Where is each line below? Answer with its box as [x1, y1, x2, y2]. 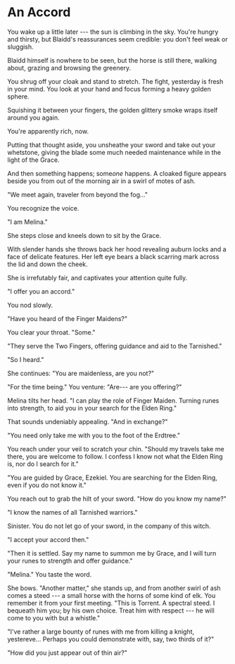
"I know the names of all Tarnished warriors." [7, 508, 139, 516]
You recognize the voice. [7, 203, 80, 212]
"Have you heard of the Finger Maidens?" [7, 314, 128, 322]
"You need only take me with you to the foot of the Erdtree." [7, 431, 181, 439]
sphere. [7, 92, 30, 101]
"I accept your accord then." [7, 535, 89, 544]
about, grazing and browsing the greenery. [7, 63, 132, 72]
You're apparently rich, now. [7, 127, 89, 135]
